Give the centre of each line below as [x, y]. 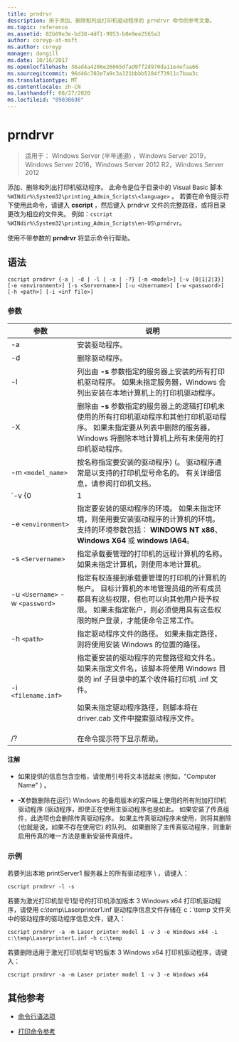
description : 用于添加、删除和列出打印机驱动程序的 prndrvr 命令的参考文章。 [111, 21]
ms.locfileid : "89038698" [46, 100]
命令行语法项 [36, 1016]
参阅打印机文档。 [127, 484]
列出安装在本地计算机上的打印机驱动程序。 [148, 393]
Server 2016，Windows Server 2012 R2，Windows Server [139, 164]
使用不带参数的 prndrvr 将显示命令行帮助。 [71, 238]
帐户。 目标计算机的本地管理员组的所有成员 [149, 589]
